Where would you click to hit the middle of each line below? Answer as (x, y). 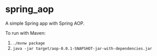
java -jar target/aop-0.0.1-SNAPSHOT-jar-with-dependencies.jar (82, 48)
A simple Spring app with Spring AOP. (45, 23)
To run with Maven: (25, 33)
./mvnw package (29, 43)
